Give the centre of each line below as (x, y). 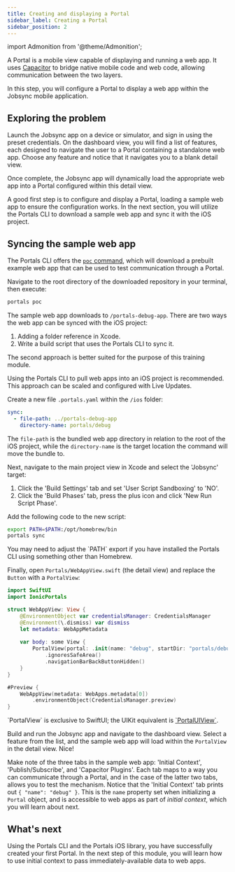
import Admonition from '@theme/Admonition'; (75, 47)
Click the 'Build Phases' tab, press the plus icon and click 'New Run (114, 495)
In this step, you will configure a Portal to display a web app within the (108, 89)
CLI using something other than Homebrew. (70, 557)
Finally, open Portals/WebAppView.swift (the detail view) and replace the (111, 570)
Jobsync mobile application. (48, 96)
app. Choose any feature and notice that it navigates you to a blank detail (113, 158)
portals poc (24, 302)
